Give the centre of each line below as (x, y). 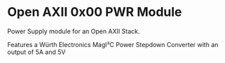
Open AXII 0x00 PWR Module (95, 12)
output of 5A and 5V (36, 52)
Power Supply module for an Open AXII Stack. (74, 31)
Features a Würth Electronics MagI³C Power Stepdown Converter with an (113, 44)
